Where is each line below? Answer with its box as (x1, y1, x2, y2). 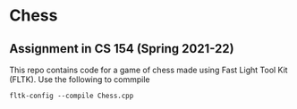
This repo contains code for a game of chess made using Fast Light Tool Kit (9, 64, 288, 75)
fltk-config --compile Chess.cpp (9, 91, 134, 100)
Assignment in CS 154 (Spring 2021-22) (9, 41, 234, 56)
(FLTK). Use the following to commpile (9, 74, 150, 85)
